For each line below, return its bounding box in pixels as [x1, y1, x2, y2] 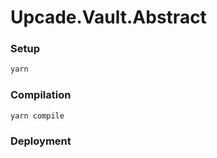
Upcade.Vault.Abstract [10, 6, 207, 29]
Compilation [10, 88, 72, 102]
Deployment [10, 134, 72, 148]
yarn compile [10, 111, 65, 121]
